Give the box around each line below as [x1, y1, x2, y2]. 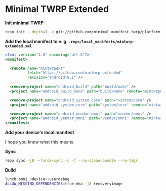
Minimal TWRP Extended [5, 3, 109, 15]
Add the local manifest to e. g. [5, 38, 68, 44]
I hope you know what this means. [5, 139, 75, 145]
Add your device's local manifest [5, 130, 74, 136]
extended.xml [5, 44, 32, 48]
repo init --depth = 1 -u [5, 29, 54, 34]
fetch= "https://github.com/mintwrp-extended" [27, 70, 123, 75]
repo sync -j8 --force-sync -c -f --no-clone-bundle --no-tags [5, 158, 138, 163]
